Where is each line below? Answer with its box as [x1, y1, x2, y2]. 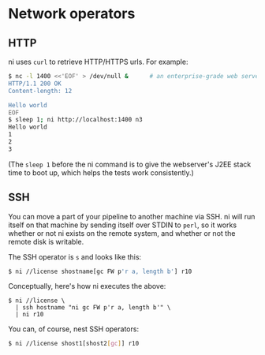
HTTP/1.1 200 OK [8, 80, 62, 88]
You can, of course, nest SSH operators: [8, 324, 140, 334]
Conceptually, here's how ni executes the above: [8, 282, 166, 291]
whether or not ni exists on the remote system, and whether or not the [8, 228, 236, 237]
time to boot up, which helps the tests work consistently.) [8, 167, 195, 177]
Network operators [8, 5, 136, 23]
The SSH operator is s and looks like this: [8, 252, 142, 261]
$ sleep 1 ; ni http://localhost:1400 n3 [8, 116, 144, 124]
